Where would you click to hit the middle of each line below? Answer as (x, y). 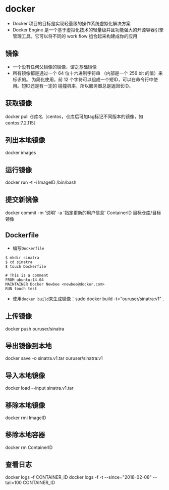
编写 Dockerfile (28, 248)
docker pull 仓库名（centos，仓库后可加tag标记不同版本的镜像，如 (74, 116)
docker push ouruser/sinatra (35, 329)
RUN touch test (21, 289)
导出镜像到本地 (29, 346)
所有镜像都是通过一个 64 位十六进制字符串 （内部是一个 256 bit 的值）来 (88, 73)
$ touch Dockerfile (26, 266)
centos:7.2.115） (22, 123)
